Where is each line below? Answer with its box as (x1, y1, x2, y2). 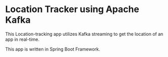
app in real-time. (5, 36, 40, 42)
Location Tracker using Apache (5, 4, 140, 15)
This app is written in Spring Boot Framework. (5, 46, 100, 52)
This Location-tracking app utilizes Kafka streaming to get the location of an (5, 31, 163, 37)
